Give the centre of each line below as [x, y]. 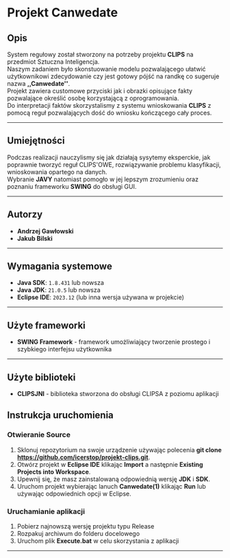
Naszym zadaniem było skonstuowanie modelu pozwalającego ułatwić [107, 69]
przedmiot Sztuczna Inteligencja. [53, 62]
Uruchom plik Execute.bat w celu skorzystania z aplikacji [98, 541]
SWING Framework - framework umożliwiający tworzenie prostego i [114, 342]
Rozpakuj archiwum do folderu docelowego [78, 534]
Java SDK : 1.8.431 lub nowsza [60, 283]
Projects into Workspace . [54, 472]
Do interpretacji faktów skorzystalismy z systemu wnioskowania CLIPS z [109, 105]
